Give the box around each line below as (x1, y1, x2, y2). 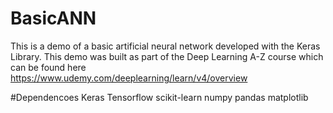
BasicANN (10, 7, 97, 30)
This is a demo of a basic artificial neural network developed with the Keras (10, 40, 321, 52)
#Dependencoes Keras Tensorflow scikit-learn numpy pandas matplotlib (10, 91, 309, 103)
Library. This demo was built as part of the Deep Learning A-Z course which (10, 50, 324, 62)
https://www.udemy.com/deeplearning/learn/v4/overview (10, 72, 248, 84)
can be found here (10, 61, 87, 73)
